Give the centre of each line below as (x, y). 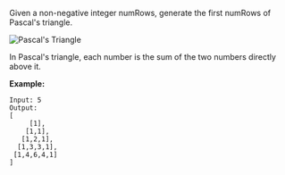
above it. (25, 67)
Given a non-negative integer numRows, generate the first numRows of (140, 13)
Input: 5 (25, 100)
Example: (27, 83)
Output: (24, 108)
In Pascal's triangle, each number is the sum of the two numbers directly (143, 57)
